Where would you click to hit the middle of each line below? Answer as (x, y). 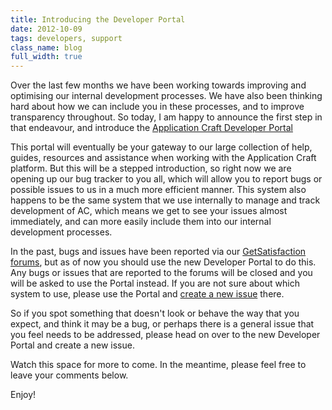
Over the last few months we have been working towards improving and (158, 85)
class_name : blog (46, 47)
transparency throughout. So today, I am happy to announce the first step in (166, 117)
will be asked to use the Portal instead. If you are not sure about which (155, 283)
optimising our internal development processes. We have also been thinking (166, 96)
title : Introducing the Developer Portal (98, 19)
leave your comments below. (69, 375)
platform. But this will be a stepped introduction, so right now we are (151, 168)
